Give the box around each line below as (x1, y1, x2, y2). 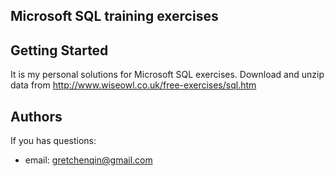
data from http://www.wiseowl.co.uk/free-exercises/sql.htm (10, 79, 257, 91)
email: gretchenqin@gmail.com (24, 154, 153, 166)
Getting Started (10, 42, 109, 59)
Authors (10, 108, 63, 125)
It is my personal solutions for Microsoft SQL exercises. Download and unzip (10, 69, 325, 81)
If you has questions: (10, 135, 97, 147)
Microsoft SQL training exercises (10, 8, 219, 25)
